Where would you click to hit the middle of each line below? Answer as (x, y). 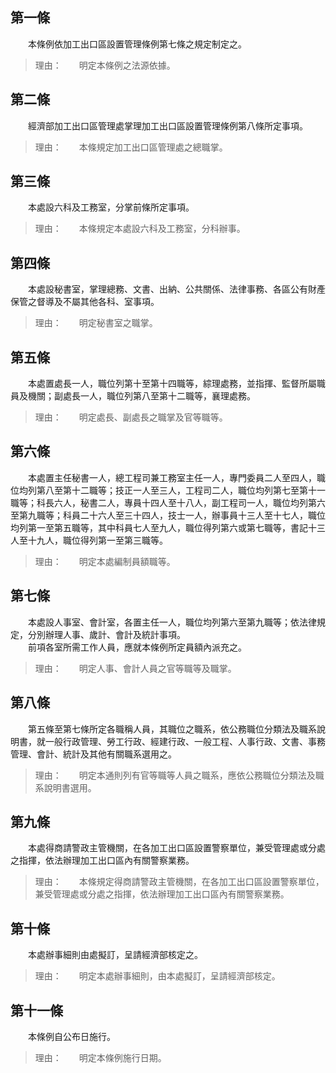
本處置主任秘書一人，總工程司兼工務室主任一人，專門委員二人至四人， (172, 477)
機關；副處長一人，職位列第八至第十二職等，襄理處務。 (141, 396)
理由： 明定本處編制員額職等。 (105, 561)
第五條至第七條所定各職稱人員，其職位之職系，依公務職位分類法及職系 (172, 729)
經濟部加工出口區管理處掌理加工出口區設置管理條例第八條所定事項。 (167, 125)
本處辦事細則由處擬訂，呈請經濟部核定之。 (115, 955)
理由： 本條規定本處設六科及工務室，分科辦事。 (140, 229)
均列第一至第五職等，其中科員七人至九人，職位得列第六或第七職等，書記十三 (168, 527)
